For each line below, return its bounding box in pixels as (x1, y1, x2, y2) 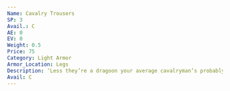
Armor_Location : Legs (7, 61, 69, 68)
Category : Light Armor (7, 55, 72, 62)
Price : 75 (7, 49, 36, 55)
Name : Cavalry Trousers (7, 10, 75, 17)
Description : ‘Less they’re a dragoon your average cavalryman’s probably (7, 67, 225, 74)
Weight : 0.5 (7, 42, 41, 49)
